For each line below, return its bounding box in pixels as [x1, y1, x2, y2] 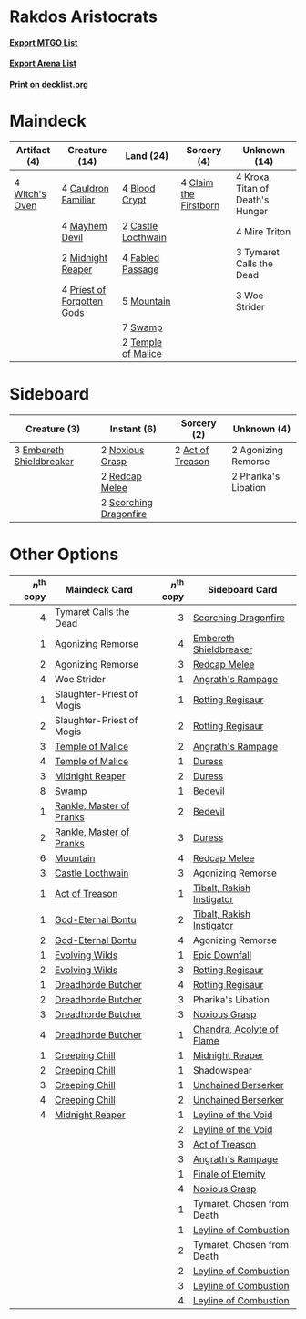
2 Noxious [100, 443, 145, 456]
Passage [121, 263, 159, 275]
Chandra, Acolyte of [192, 1023, 280, 1036]
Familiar [61, 193, 96, 206]
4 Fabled [121, 251, 160, 264]
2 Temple [121, 336, 162, 348]
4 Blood [121, 182, 156, 194]
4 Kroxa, [235, 171, 272, 183]
